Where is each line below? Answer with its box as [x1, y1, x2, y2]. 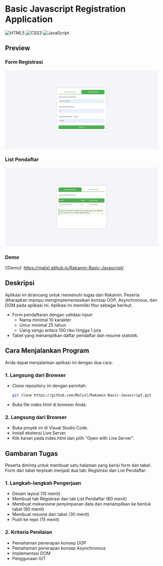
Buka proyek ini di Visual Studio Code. [12, 425, 89, 431]
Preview [5, 44, 31, 52]
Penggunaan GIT [12, 555, 46, 561]
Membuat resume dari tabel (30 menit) [12, 511, 90, 517]
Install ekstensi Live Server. [12, 430, 67, 436]
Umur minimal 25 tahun [19, 322, 66, 328]
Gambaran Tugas [5, 449, 58, 458]
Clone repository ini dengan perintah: [12, 383, 87, 389]
